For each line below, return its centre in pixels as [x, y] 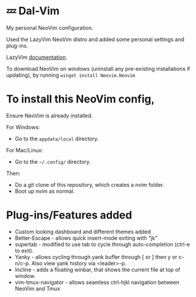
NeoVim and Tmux [38, 288]
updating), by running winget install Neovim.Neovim [71, 75]
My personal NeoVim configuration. [50, 27]
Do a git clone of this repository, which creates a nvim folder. [89, 185]
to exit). [24, 251]
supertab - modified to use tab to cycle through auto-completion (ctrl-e [102, 244]
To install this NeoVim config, [80, 99]
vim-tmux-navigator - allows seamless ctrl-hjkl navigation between [97, 282]
